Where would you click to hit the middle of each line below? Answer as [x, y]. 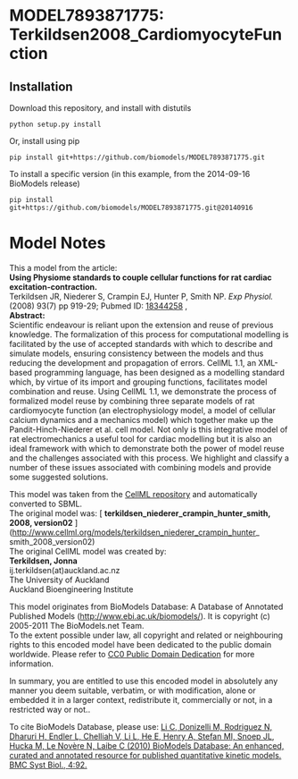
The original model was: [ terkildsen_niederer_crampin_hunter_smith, [140, 513]
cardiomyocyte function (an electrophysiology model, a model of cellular [143, 410]
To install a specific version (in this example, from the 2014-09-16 [130, 174]
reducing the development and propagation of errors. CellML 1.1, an [133, 362]
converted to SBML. [46, 504]
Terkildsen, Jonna [43, 561]
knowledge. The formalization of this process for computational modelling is [149, 334]
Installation [41, 86]
